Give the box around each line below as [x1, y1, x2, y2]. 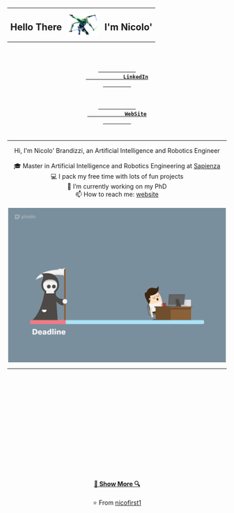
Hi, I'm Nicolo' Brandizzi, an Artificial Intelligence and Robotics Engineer [13, 146, 221, 154]
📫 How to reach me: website [75, 190, 159, 198]
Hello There [10, 22, 63, 34]
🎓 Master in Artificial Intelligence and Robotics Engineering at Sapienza [13, 161, 221, 170]
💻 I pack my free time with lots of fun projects [50, 172, 184, 180]
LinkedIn [123, 74, 148, 81]
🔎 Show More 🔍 [93, 479, 141, 489]
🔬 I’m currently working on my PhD [67, 182, 167, 191]
